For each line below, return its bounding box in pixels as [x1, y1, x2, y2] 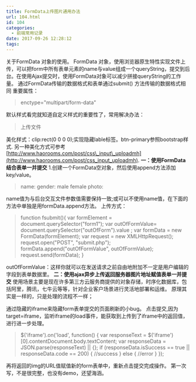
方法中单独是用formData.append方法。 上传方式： [6, 202, 127, 209]
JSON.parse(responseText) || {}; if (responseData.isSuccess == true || [20, 343, 190, 351]
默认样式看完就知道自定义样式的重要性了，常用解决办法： [6, 111, 145, 118]
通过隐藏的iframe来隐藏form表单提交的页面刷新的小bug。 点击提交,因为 [6, 305, 178, 312]
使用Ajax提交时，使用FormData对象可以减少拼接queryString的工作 [21, 73, 181, 80]
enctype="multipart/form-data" [20, 99, 97, 106]
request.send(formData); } [20, 251, 84, 258]
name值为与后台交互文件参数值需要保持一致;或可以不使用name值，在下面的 [6, 195, 188, 202]
